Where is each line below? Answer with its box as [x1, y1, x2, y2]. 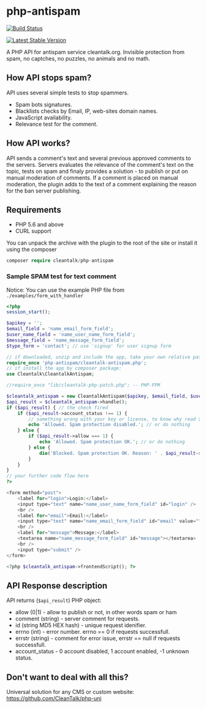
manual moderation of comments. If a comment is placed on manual [6, 173, 178, 181]
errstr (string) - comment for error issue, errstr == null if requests [15, 634, 180, 642]
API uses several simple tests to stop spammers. [6, 89, 129, 96]
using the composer [6, 246, 57, 253]
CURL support [15, 227, 51, 235]
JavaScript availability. [15, 113, 72, 121]
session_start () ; [6, 309, 51, 315]
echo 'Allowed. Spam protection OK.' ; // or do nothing [39, 439, 185, 445]
